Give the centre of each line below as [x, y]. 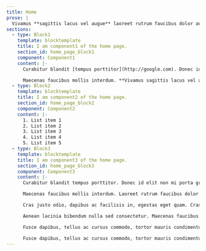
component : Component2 [46, 109]
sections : [19, 29]
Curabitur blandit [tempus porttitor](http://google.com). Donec [108, 69]
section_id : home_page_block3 [56, 166]
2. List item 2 [42, 126]
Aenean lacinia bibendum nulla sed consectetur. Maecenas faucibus [111, 216]
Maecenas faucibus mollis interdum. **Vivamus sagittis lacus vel [109, 80]
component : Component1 [46, 58]
